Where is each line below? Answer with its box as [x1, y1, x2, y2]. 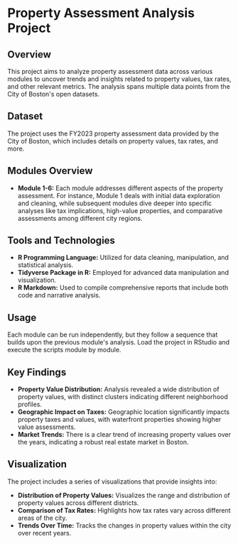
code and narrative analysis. [17, 291, 101, 300]
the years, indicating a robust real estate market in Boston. [17, 438, 189, 447]
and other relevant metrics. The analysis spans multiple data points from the [7, 82, 231, 90]
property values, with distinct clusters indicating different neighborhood [17, 393, 229, 401]
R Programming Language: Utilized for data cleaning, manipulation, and [17, 254, 229, 262]
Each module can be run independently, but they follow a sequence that [7, 330, 218, 339]
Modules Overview [7, 165, 93, 177]
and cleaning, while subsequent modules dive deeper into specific [17, 199, 212, 207]
